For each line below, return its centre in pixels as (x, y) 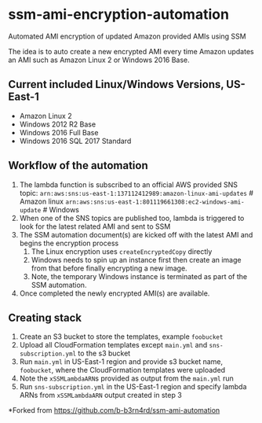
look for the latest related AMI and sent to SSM (95, 226)
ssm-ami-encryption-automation (119, 15)
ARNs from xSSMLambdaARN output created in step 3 (100, 395)
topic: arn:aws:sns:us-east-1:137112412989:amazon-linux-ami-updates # (136, 193)
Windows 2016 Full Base (59, 132)
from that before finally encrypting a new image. (109, 268)
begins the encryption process (69, 243)
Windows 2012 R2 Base (58, 124)
